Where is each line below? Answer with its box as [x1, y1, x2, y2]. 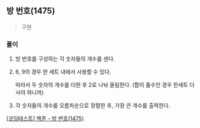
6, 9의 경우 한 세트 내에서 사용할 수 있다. [15, 68, 111, 75]
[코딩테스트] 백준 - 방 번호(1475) [6, 115, 84, 122]
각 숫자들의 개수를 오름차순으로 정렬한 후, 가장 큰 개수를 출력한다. [15, 102, 170, 109]
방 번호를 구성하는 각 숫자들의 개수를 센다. [15, 55, 115, 62]
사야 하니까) [15, 89, 44, 96]
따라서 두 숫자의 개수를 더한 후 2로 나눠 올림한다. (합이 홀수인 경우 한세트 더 [15, 81, 194, 89]
